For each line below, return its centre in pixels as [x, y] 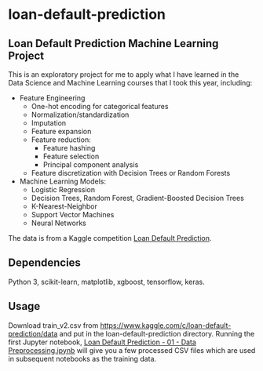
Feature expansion [61, 131]
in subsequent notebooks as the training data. [82, 358]
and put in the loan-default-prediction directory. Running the [157, 333]
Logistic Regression [63, 189]
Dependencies [44, 263]
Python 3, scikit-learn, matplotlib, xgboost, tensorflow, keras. [107, 282]
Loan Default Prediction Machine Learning [113, 44]
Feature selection [71, 156]
